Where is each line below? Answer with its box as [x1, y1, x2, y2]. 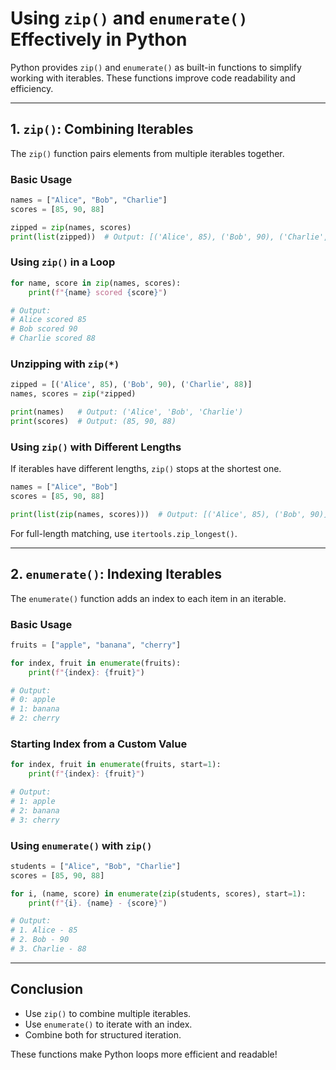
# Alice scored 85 [10, 315, 87, 325]
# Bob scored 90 [10, 324, 78, 334]
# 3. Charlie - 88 [10, 944, 87, 954]
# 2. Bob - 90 [10, 935, 70, 945]
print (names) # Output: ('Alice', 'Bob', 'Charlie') [10, 407, 244, 417]
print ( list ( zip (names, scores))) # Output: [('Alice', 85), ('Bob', [10, 509, 307, 519]
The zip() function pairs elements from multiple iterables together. [10, 147, 285, 159]
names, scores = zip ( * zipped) [10, 389, 137, 399]
